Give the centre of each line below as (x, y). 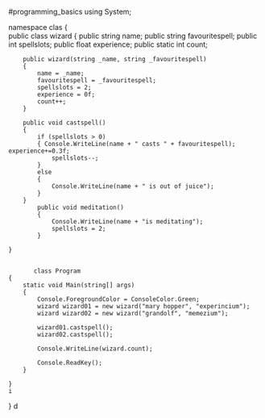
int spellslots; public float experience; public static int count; (108, 44)
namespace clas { (38, 27)
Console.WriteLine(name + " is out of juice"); (133, 186)
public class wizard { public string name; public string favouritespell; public (133, 36)
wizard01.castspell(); (75, 328)
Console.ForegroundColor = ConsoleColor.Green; (118, 299)
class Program (57, 271)
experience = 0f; (66, 94)
